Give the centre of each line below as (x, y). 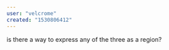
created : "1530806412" (39, 20)
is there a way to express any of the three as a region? (84, 39)
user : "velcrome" (32, 13)
